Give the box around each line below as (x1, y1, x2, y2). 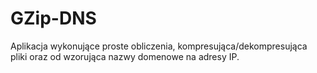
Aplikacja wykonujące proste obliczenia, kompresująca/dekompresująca (10, 40, 308, 52)
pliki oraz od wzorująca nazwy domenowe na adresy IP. (10, 50, 240, 62)
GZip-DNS (10, 7, 97, 30)
